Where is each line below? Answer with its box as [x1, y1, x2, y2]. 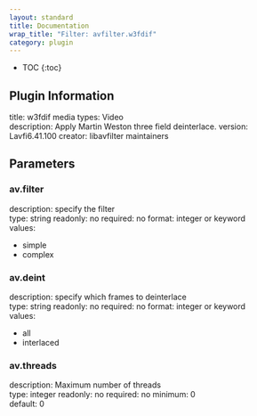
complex [21, 249, 54, 259]
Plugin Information [9, 88, 115, 103]
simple [21, 240, 47, 250]
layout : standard [9, 12, 74, 22]
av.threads [9, 359, 58, 371]
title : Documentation [9, 21, 90, 30]
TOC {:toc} [21, 62, 62, 73]
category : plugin [9, 37, 74, 47]
